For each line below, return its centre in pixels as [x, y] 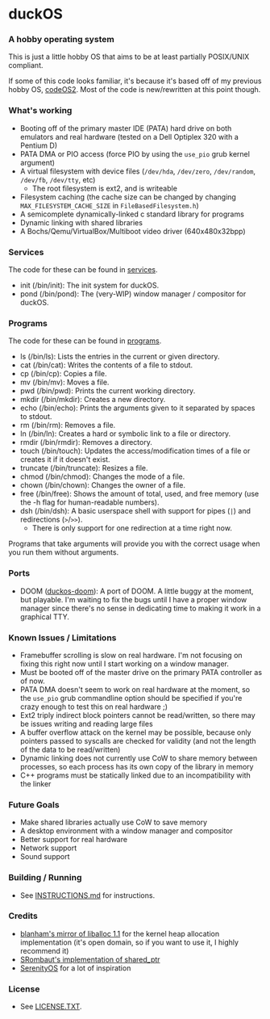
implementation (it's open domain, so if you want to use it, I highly [129, 942]
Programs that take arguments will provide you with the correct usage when [134, 544]
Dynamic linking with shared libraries [81, 222]
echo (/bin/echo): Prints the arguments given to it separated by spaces [137, 408]
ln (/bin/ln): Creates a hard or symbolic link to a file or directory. [125, 434]
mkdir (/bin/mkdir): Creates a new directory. [93, 400]
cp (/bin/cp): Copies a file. [63, 374]
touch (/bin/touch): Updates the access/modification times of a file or [135, 451]
